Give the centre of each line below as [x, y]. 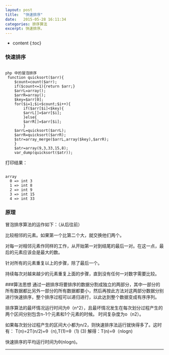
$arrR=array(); [30, 95]
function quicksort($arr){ [36, 78]
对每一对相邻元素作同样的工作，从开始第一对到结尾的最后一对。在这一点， [82, 246]
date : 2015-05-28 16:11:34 [36, 19]
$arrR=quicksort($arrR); [40, 135]
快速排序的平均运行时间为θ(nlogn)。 [43, 342]
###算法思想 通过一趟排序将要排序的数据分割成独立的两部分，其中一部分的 [83, 284]
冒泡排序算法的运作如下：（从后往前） [44, 224]
